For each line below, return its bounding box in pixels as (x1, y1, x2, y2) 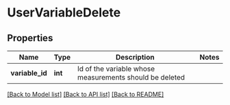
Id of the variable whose (77, 64, 155, 73)
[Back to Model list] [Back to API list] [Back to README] (7, 91, 164, 98)
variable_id (10, 69, 48, 78)
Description (115, 53, 155, 62)
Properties (7, 32, 53, 44)
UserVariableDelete (7, 5, 121, 21)
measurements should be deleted (77, 73, 186, 82)
